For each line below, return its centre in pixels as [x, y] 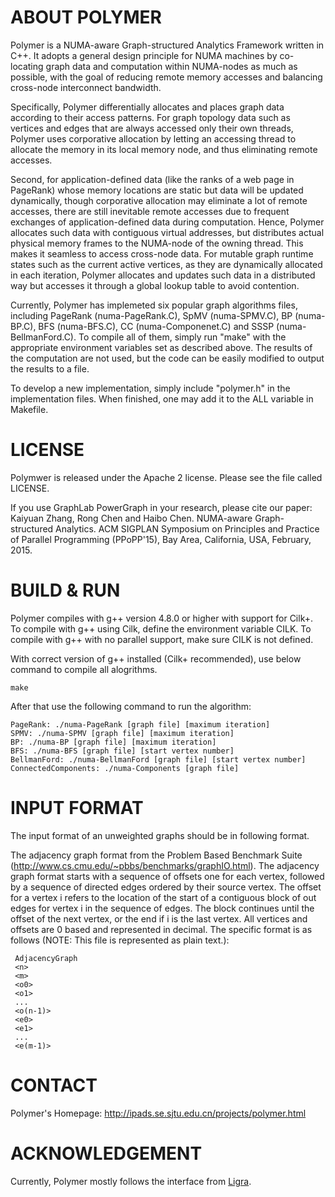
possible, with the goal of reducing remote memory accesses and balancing [166, 77]
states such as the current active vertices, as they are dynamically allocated [166, 264]
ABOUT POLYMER [86, 17]
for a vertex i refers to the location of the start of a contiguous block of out [163, 897]
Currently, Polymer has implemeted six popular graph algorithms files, [154, 305]
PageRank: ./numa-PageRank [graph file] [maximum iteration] [140, 724]
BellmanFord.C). [43, 337]
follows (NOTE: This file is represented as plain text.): [120, 940]
